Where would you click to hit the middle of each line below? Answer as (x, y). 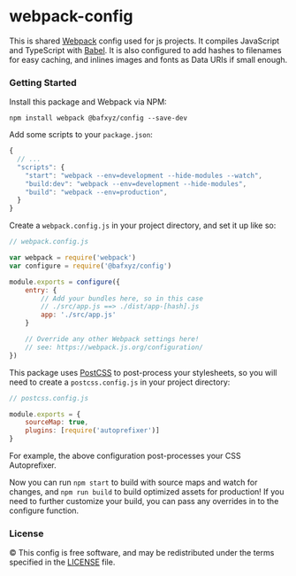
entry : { (41, 290)
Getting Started (43, 82)
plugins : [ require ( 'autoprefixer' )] (93, 431)
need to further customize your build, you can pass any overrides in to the (144, 502)
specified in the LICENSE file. (62, 562)
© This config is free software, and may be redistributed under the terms (142, 553)
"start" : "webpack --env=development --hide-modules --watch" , (144, 175)
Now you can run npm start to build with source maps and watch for (133, 483)
